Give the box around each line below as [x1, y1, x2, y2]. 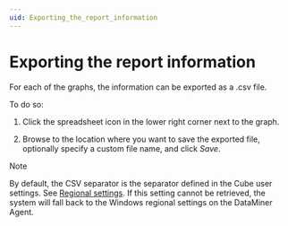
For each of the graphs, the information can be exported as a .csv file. [9, 82, 267, 92]
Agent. [9, 206, 34, 217]
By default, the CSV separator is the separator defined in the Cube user [9, 178, 273, 188]
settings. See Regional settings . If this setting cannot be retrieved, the [9, 187, 266, 198]
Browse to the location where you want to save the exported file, [21, 134, 261, 144]
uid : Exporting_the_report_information [9, 13, 158, 22]
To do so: [9, 99, 44, 109]
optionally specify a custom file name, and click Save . [21, 143, 221, 153]
